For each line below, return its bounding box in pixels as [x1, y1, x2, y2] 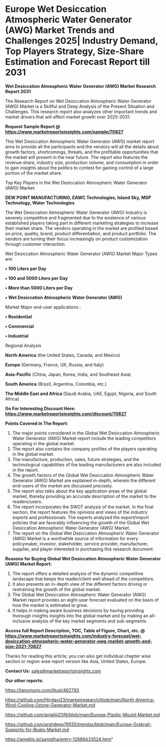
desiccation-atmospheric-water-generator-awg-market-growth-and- [5, 638, 153, 644]
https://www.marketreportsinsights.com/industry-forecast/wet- [5, 633, 142, 639]
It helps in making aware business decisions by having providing [12, 607, 144, 613]
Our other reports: [5, 678, 44, 683]
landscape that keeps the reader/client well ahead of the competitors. [12, 576, 155, 582]
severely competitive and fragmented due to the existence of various [5, 214, 146, 220]
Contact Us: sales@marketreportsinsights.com [5, 668, 102, 674]
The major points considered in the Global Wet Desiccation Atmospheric [12, 430, 160, 436]
